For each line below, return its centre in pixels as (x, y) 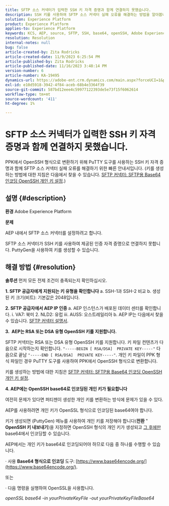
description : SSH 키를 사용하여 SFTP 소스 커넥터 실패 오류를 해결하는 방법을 (77, 15)
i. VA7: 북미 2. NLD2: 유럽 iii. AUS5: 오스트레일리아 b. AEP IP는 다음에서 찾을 (88, 314)
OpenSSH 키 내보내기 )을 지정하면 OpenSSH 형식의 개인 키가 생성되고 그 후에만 (83, 427)
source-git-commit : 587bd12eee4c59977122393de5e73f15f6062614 (72, 89)
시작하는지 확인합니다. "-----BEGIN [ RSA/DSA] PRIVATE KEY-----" (87, 348)
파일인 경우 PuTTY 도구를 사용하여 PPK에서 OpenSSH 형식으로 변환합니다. (84, 361)
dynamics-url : (20, 80)
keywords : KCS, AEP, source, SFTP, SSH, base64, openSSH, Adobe (74, 33)
